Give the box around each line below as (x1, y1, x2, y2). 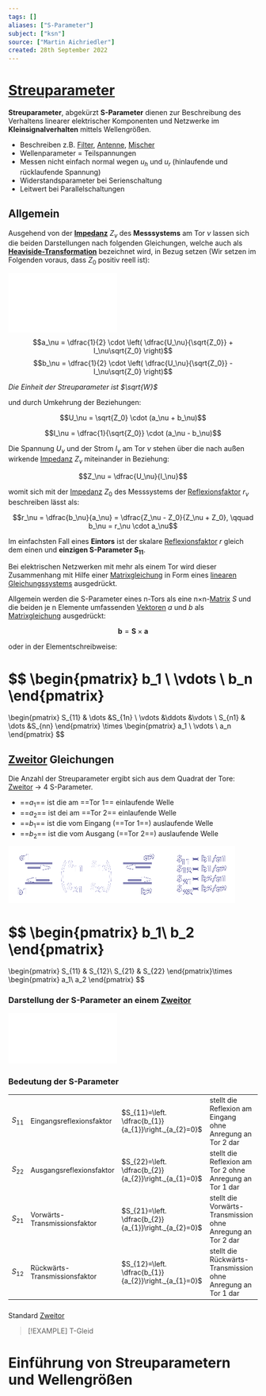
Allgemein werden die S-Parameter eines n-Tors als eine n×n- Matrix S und (8, 594, 252, 604)
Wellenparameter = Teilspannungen (19, 148, 137, 158)
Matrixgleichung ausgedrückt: (8, 611, 106, 621)
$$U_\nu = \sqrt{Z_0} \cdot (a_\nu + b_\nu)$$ (59, 413, 207, 422)
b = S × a (117, 627, 149, 636)
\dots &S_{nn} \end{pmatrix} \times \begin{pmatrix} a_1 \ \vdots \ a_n (8, 721, 232, 731)
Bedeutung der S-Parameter (8, 1076, 120, 1087)
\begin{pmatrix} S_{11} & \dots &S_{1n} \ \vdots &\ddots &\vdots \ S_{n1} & (8, 713, 245, 723)
